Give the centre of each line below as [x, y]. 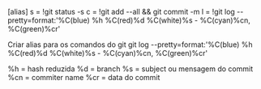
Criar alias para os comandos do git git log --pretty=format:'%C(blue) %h [130, 44]
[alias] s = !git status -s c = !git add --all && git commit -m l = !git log [122, 12]
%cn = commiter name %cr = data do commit [84, 77]
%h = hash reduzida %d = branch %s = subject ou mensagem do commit [130, 69]
